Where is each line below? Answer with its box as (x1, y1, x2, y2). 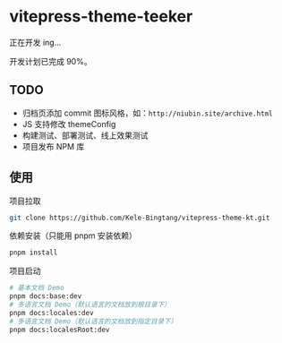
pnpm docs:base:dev (9, 292, 82, 301)
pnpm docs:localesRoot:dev (9, 325, 110, 334)
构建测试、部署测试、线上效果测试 (21, 130, 149, 141)
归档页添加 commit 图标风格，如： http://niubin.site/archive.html (21, 107, 273, 118)
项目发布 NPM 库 (21, 141, 85, 151)
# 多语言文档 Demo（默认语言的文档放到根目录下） (9, 300, 171, 310)
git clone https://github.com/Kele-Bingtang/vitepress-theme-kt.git (9, 213, 270, 222)
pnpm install (9, 248, 58, 257)
